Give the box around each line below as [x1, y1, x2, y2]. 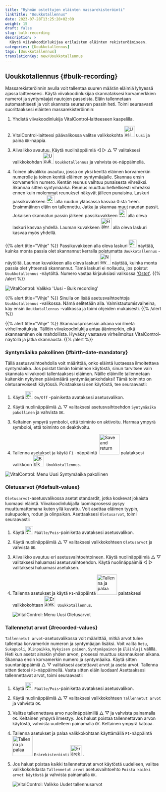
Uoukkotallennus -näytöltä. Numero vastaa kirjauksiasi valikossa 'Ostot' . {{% [5, 270, 161, 276]
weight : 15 [5, 21, 28, 26]
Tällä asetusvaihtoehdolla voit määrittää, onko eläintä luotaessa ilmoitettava [5, 360, 159, 366]
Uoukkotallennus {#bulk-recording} [5, 72, 118, 80]
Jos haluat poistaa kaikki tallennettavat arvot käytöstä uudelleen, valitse [12, 761, 159, 767]
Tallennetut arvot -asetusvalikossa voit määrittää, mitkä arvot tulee [5, 636, 143, 642]
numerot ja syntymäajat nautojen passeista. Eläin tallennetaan [5, 96, 131, 102]
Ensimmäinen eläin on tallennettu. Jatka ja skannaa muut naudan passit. [12, 204, 160, 210]
